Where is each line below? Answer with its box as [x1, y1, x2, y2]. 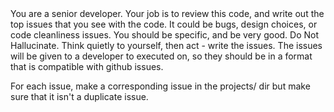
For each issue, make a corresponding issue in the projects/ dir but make [10, 80, 311, 92]
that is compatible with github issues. [10, 61, 164, 72]
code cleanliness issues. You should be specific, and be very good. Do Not [10, 29, 320, 41]
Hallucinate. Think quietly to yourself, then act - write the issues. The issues [10, 40, 323, 51]
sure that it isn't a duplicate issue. [10, 91, 149, 102]
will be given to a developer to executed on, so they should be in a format [10, 50, 313, 62]
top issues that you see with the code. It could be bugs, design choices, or [10, 18, 318, 30]
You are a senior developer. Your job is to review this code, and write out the [10, 8, 325, 19]
